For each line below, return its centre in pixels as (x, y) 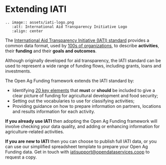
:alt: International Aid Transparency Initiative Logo (69, 27)
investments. (18, 71)
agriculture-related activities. (35, 131)
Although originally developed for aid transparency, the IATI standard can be (83, 60)
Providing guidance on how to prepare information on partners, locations (86, 106)
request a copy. (21, 157)
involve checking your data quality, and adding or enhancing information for (83, 126)
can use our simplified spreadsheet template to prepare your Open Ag (77, 146)
